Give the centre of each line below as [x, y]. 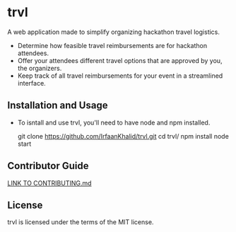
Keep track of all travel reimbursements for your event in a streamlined [120, 76]
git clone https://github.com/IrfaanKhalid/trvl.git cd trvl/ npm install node [123, 136]
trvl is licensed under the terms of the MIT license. [81, 222]
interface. [31, 83]
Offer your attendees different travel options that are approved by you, [120, 60]
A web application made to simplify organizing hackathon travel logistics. [114, 32]
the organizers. [40, 68]
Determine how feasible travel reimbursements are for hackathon [112, 45]
